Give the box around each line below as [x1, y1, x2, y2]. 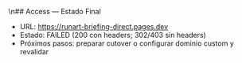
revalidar [19, 47, 49, 56]
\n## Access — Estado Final [8, 7, 101, 16]
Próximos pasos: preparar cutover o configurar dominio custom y [19, 39, 235, 48]
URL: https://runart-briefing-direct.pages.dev [19, 22, 169, 31]
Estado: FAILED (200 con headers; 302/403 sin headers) [19, 31, 207, 39]
